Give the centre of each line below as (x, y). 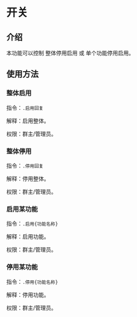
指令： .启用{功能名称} (32, 224)
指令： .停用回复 (25, 166)
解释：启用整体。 (28, 121)
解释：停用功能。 (28, 294)
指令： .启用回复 (25, 107)
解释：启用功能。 (28, 237)
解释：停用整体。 (28, 178)
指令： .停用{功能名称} (32, 281)
